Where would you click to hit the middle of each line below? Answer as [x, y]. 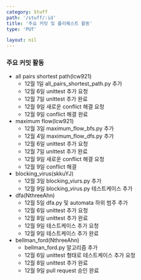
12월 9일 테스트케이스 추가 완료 [62, 233]
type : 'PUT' [21, 29]
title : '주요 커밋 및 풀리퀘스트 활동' [50, 23]
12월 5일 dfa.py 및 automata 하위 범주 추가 [76, 203]
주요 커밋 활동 [25, 63]
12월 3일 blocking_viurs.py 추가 [63, 181]
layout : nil [21, 40]
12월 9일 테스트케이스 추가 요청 [62, 226]
